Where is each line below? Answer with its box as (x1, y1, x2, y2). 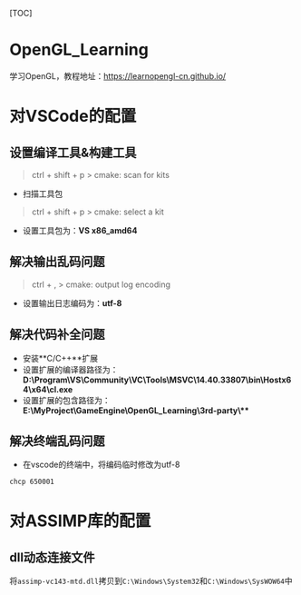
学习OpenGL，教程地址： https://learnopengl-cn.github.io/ (9, 70, 227, 81)
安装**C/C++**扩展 (22, 352, 98, 363)
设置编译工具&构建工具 (9, 144, 138, 160)
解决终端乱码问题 (9, 433, 105, 449)
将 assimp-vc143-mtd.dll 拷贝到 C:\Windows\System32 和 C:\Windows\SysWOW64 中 (9, 576, 293, 587)
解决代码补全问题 (9, 327, 105, 342)
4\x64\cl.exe (22, 383, 73, 394)
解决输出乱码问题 (9, 254, 105, 270)
